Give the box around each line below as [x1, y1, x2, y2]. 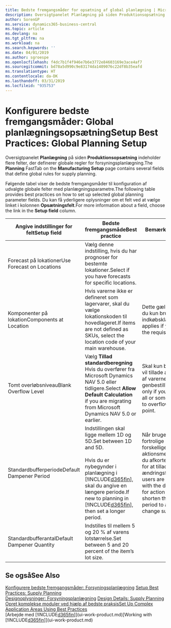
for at [141, 463, 155, 470]
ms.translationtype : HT [5, 69, 56, 74]
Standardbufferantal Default [8, 535, 73, 542]
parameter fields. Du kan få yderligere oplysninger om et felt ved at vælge [5, 196, 160, 203]
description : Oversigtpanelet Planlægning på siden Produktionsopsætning [5, 12, 165, 17]
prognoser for [84, 253, 118, 261]
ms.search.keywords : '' [5, 45, 56, 50]
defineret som [84, 294, 119, 301]
